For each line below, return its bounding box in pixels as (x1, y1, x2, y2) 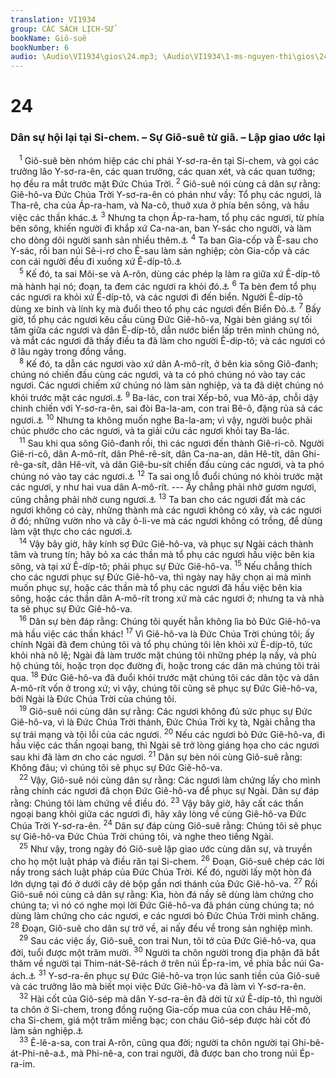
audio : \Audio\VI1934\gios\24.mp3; (10, 52, 159, 62)
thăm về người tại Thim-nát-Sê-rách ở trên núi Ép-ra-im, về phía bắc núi (10, 957, 307, 970)
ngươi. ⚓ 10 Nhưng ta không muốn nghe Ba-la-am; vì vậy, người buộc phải (10, 412, 313, 426)
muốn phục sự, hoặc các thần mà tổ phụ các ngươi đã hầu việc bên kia (10, 582, 303, 594)
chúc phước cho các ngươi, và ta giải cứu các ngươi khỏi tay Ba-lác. (10, 425, 290, 437)
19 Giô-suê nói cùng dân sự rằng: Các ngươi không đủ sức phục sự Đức (19, 704, 313, 718)
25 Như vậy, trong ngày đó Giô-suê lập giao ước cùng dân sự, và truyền (19, 841, 313, 855)
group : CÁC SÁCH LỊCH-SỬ (10, 24, 114, 34)
